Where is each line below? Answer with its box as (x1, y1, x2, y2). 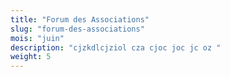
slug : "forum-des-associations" (10, 24, 145, 34)
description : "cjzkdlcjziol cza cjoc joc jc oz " (10, 42, 222, 53)
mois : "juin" (10, 33, 65, 43)
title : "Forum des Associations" (10, 14, 150, 25)
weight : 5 (10, 52, 52, 62)
